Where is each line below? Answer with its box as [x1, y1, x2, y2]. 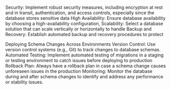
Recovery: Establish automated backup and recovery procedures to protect [5, 32, 164, 37]
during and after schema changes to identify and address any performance [5, 74, 163, 79]
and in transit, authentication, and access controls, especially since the [5, 10, 155, 16]
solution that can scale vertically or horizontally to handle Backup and [5, 26, 152, 32]
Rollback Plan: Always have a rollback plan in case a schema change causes [5, 63, 166, 69]
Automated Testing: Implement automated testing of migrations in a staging [5, 52, 164, 58]
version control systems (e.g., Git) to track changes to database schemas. [5, 47, 161, 52]
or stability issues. [5, 79, 43, 85]
